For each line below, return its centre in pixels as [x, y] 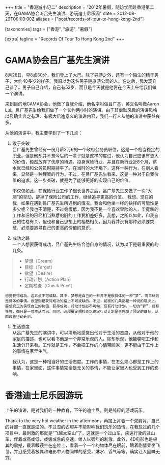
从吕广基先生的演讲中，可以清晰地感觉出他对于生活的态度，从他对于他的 [85, 332]
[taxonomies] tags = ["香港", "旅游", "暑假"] [49, 29]
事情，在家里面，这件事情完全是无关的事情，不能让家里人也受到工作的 [83, 367]
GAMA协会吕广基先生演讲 [57, 60]
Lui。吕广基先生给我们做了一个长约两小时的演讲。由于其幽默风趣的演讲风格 [81, 110]
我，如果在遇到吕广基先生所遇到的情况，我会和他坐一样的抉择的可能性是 [85, 203]
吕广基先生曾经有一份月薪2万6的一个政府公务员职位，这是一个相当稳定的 [86, 149]
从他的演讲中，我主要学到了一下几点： [44, 133]
